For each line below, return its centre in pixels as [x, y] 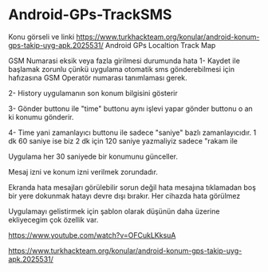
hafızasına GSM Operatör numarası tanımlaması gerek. [98, 77]
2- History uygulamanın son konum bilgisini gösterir [93, 93]
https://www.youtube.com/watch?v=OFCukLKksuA [92, 235]
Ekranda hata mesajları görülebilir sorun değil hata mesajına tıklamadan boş [132, 187]
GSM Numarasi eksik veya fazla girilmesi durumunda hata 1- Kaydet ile [124, 61]
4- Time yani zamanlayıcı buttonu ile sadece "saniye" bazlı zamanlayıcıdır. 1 [132, 132]
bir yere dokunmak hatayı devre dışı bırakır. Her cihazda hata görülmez [124, 195]
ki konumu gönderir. [41, 116]
